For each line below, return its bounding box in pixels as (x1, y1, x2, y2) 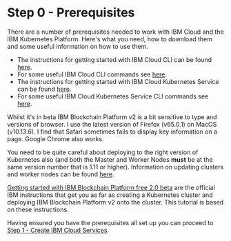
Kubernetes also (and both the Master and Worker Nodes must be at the (7, 155, 213, 163)
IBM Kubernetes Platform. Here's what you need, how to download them (7, 34, 212, 43)
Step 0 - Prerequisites (7, 5, 135, 21)
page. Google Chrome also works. (7, 134, 105, 143)
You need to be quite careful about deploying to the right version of (7, 148, 199, 156)
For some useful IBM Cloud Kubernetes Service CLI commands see (17, 92, 209, 101)
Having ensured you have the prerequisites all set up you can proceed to (7, 218, 214, 227)
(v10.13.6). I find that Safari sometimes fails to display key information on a (7, 127, 218, 136)
